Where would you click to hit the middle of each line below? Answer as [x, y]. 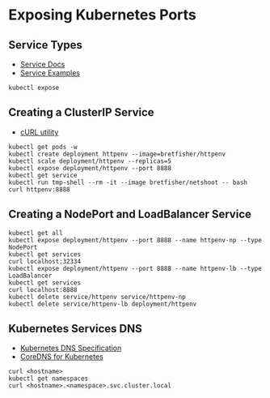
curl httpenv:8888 [39, 189]
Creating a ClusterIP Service [82, 112]
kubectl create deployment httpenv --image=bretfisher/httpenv [117, 154]
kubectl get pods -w [43, 147]
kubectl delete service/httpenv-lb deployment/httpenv [103, 304]
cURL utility [39, 132]
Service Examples [50, 73]
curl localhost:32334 [45, 261]
